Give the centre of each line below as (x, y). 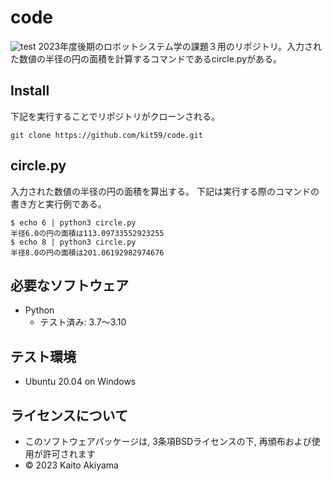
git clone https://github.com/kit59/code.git (106, 135)
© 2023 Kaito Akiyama (71, 465)
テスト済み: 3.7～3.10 (83, 322)
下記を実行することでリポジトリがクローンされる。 (115, 116)
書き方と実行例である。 (58, 203)
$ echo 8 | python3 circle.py (73, 242)
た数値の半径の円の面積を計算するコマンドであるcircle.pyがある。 (146, 58)
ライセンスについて (69, 415)
